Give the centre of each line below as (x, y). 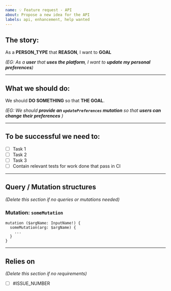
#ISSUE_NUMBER (31, 283)
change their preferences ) (34, 116)
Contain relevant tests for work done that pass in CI (67, 166)
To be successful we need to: (53, 137)
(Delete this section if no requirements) (46, 273)
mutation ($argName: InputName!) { (43, 223)
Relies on (20, 261)
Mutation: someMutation (34, 213)
